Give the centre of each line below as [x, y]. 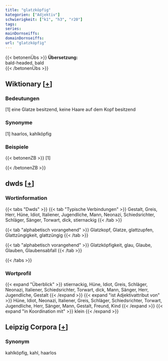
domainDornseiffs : [25, 39]
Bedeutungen [22, 98]
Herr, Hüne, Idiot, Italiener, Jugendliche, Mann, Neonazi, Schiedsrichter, [80, 214]
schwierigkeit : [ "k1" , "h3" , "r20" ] [44, 19]
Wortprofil [18, 273]
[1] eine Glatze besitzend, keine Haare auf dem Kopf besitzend [71, 110]
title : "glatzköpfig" [28, 10]
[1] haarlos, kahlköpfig [28, 134]
